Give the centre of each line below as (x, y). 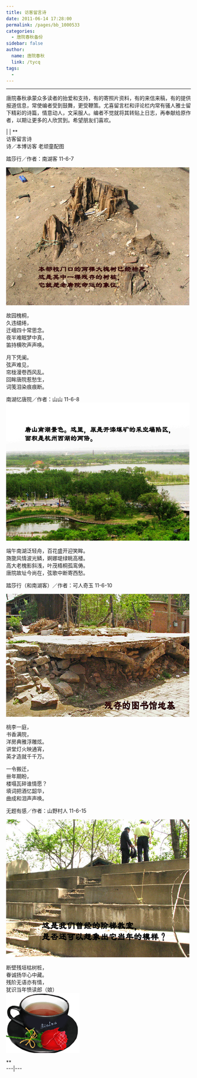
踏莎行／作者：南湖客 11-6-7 (40, 159)
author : (16, 50)
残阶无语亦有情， (27, 982)
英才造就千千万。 (27, 757)
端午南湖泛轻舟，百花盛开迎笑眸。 (47, 551)
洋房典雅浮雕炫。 (27, 742)
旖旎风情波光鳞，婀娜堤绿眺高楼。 (47, 558)
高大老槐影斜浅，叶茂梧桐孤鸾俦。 (47, 565)
